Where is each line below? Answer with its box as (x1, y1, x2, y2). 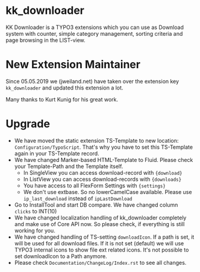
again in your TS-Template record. (14, 149, 100, 157)
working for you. (14, 227, 55, 234)
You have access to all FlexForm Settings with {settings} (23, 182, 166, 189)
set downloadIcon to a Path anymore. (14, 252, 107, 260)
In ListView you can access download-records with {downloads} (23, 175, 182, 183)
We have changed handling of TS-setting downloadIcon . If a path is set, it (14, 233, 195, 241)
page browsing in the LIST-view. (5, 36, 86, 44)
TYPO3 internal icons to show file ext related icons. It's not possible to (14, 246, 189, 253)
